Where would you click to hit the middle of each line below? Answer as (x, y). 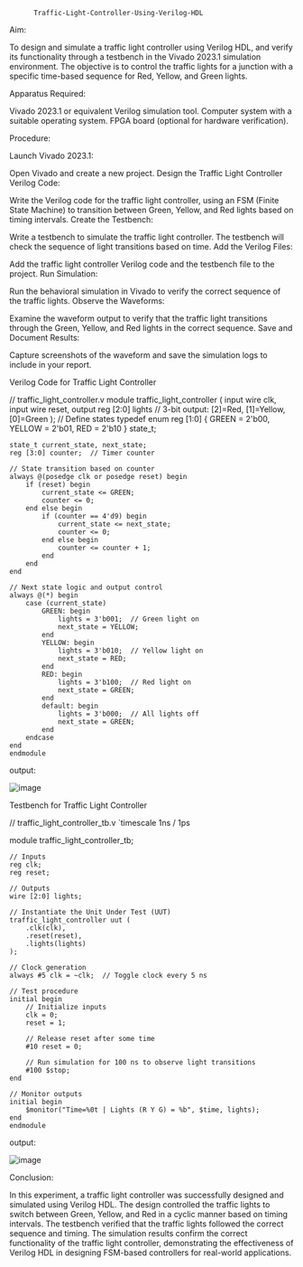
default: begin (70, 706)
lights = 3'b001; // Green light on (129, 619)
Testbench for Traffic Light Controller (78, 805)
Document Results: (45, 338)
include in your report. (50, 365)
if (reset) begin (58, 484)
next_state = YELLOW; (98, 627)
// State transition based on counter (82, 469)
